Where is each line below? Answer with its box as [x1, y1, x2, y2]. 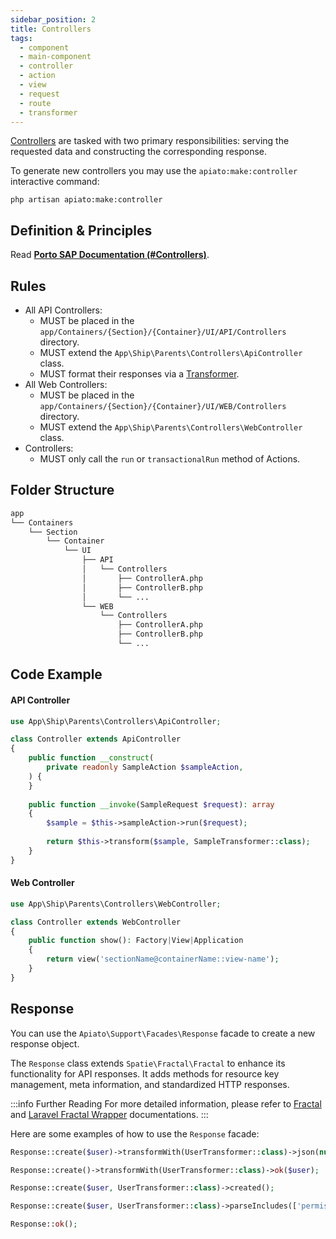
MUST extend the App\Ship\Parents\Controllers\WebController [39, 421, 303, 433]
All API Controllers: [24, 304, 103, 316]
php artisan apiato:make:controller [10, 195, 163, 205]
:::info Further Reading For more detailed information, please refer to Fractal [10, 1097, 322, 1110]
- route [19, 98, 52, 108]
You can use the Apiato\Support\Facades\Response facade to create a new [10, 1027, 316, 1039]
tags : [10, 33, 33, 43]
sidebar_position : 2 [10, 14, 97, 25]
